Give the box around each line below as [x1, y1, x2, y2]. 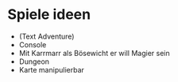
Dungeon [18, 57, 49, 66]
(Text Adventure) [18, 32, 75, 41]
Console [18, 39, 47, 49]
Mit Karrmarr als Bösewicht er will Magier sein [18, 48, 170, 58]
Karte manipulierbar [18, 65, 85, 74]
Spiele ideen [7, 6, 91, 24]
